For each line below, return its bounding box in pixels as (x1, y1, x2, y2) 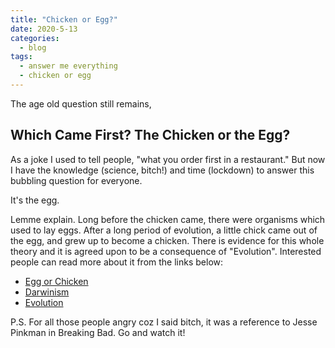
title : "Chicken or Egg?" (10, 14, 118, 25)
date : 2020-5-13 (10, 24, 78, 34)
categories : (10, 33, 60, 43)
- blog (19, 42, 47, 53)
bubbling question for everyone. (10, 174, 143, 186)
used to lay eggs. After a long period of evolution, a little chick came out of (10, 224, 318, 236)
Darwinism (24, 286, 70, 298)
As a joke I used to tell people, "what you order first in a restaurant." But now (10, 153, 326, 165)
